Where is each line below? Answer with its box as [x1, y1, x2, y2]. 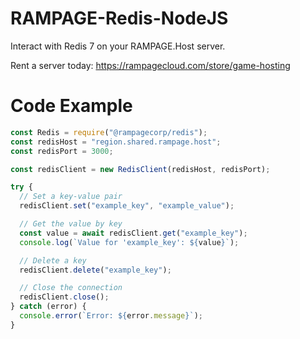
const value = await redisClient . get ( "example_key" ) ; [19, 228, 248, 238]
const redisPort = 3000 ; [10, 146, 114, 156]
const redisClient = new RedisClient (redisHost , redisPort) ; [10, 164, 271, 174]
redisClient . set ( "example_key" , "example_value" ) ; [19, 201, 235, 211]
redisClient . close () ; [19, 292, 110, 302]
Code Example [10, 95, 133, 117]
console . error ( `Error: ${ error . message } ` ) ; [19, 311, 203, 321]
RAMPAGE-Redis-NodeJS [10, 7, 229, 30]
